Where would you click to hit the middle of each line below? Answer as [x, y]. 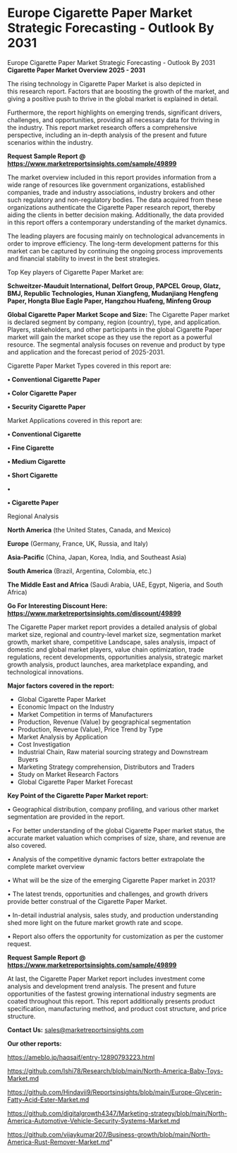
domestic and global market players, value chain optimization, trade [106, 649]
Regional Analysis [33, 516]
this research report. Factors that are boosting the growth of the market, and [118, 91]
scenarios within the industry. [50, 142]
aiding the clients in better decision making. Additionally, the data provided [116, 215]
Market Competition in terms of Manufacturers [85, 714]
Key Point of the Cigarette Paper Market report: [78, 795]
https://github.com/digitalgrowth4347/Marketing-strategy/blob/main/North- [117, 1113]
